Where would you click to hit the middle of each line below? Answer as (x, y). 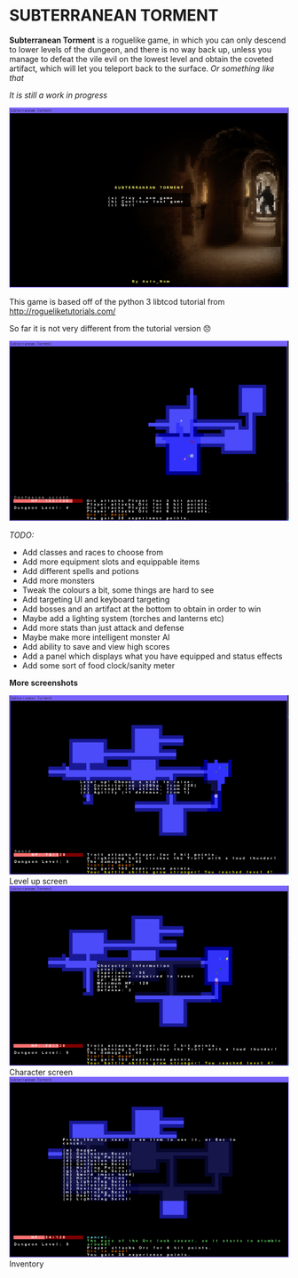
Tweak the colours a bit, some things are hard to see (118, 590)
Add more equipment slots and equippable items (111, 562)
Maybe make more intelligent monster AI (96, 637)
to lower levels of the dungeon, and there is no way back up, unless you (141, 49)
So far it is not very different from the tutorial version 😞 (110, 329)
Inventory (27, 1264)
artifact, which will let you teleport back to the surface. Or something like (142, 68)
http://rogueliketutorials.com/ (63, 311)
